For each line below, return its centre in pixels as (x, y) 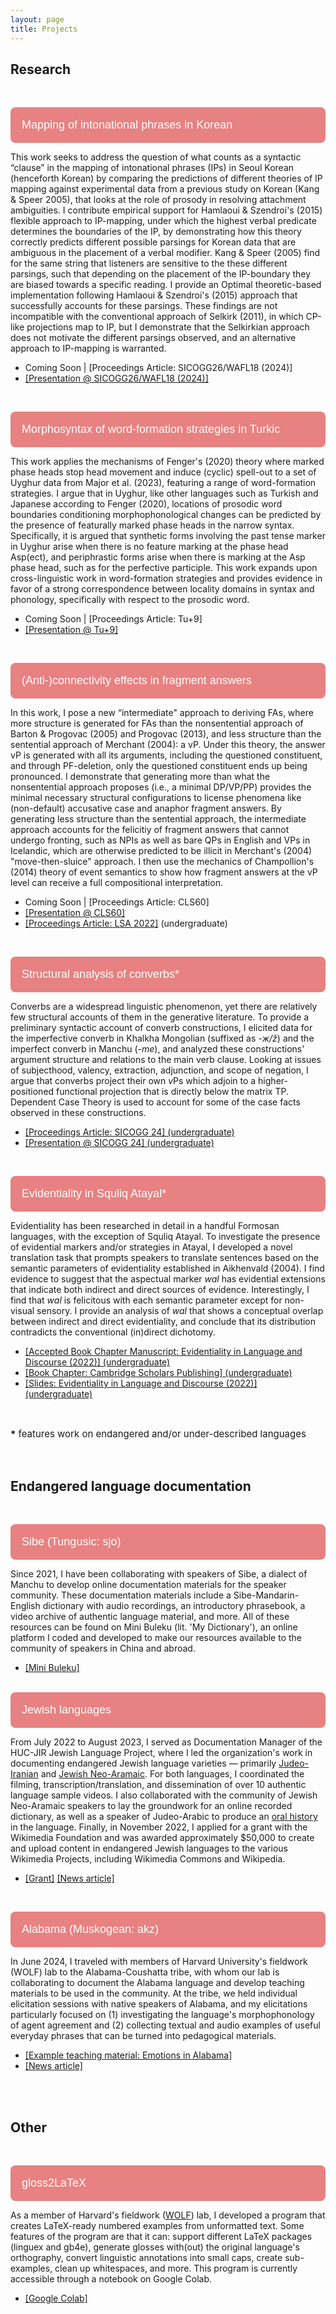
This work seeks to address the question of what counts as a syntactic (156, 157)
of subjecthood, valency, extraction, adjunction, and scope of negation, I (159, 1070)
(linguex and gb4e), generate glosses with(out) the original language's (155, 2247)
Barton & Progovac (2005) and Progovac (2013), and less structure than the (166, 734)
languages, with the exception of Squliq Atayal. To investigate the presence (165, 1237)
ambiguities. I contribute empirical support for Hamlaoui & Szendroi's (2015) (166, 210)
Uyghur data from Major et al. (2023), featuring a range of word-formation (163, 483)
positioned (32, 1092)
